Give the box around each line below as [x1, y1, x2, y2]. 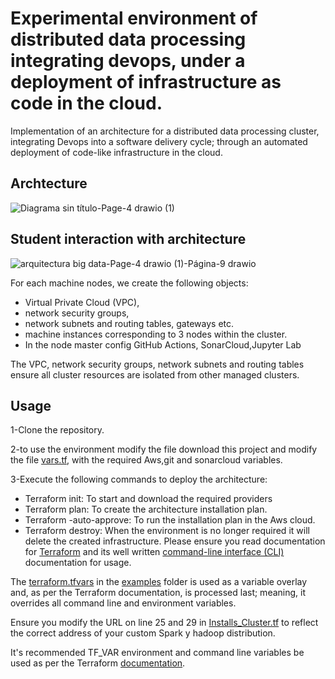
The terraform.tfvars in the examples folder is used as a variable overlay [10, 576, 308, 588]
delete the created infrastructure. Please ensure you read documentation [24, 535, 326, 547]
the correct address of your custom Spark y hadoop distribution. [10, 627, 276, 639]
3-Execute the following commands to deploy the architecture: [10, 473, 268, 486]
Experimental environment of [10, 7, 258, 30]
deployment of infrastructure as [10, 71, 282, 94]
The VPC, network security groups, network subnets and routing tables [10, 358, 305, 370]
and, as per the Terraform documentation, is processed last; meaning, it [10, 587, 307, 599]
